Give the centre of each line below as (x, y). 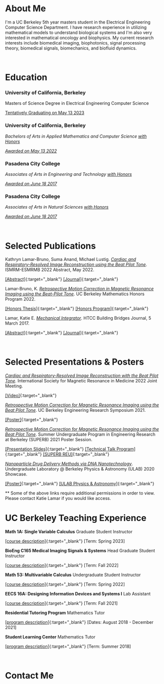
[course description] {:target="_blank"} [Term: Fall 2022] (62, 566)
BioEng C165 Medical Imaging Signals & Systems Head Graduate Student (80, 551)
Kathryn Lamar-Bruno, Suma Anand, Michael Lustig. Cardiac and (70, 259)
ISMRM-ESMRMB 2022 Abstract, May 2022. (50, 270)
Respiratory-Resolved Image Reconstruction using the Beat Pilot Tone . (76, 264)
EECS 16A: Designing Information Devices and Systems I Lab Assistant (78, 594)
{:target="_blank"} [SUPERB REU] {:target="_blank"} (57, 454)
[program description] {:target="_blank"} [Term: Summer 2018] (68, 646)
